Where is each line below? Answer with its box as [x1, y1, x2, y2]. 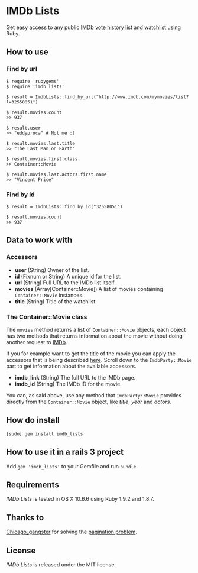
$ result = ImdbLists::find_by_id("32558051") [6, 203, 123, 209]
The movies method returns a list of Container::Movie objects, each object [6, 326, 186, 333]
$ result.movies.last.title [6, 140, 76, 146]
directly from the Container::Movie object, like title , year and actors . [6, 398, 171, 405]
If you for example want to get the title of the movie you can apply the [6, 350, 176, 357]
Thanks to [6, 513, 44, 523]
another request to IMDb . [6, 338, 67, 345]
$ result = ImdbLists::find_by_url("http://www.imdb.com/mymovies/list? [6, 93, 189, 100]
